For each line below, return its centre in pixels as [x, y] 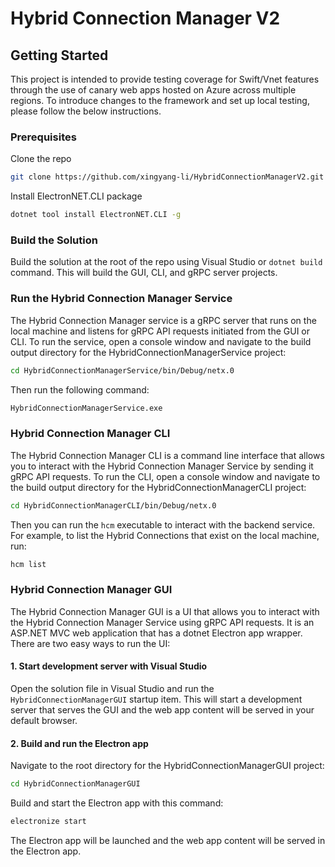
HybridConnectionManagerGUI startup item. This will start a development [156, 699]
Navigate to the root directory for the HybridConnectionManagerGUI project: [167, 766]
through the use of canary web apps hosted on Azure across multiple [153, 90]
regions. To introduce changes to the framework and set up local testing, [160, 100]
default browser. [44, 720]
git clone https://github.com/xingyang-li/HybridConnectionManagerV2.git [167, 177]
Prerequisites [43, 137]
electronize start [48, 822]
